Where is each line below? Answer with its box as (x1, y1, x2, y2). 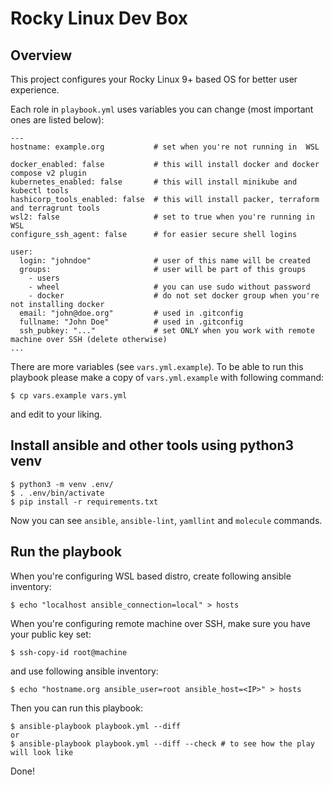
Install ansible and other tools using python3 (10, 437, 295, 454)
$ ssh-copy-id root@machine (10, 647, 128, 657)
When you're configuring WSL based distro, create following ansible (10, 570, 292, 582)
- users (28, 273, 60, 283)
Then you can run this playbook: (10, 702, 144, 714)
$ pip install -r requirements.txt (10, 497, 159, 507)
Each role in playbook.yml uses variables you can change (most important (10, 103, 314, 115)
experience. (10, 84, 60, 96)
